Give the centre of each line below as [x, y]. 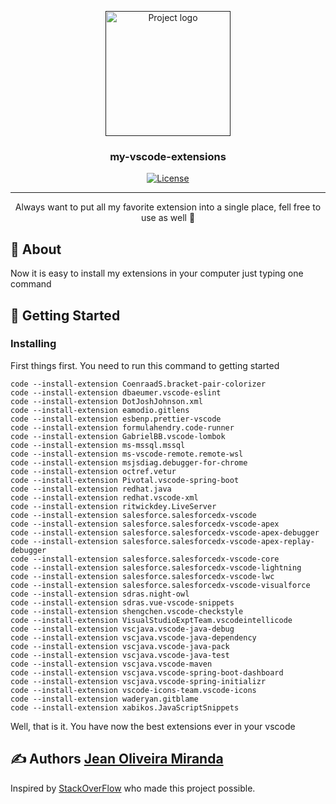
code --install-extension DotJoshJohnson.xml [106, 401]
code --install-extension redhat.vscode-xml [104, 497]
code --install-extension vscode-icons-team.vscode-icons [133, 690]
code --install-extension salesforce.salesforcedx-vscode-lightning [156, 567]
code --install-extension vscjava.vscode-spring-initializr [138, 681]
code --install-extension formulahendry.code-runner [122, 427]
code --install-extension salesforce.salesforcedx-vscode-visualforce [160, 585]
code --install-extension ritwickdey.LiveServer [113, 506]
